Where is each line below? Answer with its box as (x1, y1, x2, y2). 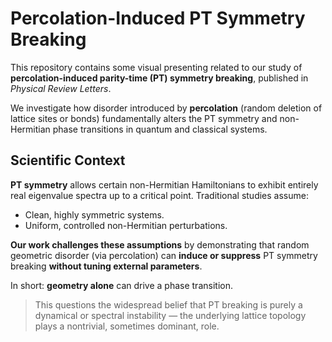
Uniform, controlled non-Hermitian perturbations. (24, 219, 228, 231)
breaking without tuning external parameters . (10, 260, 203, 272)
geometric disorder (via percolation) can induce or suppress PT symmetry (10, 249, 318, 261)
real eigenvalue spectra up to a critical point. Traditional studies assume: (10, 189, 309, 201)
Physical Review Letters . (10, 82, 112, 94)
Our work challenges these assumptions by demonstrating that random (10, 238, 310, 251)
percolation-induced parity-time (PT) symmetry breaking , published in (10, 72, 309, 84)
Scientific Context (10, 152, 126, 169)
